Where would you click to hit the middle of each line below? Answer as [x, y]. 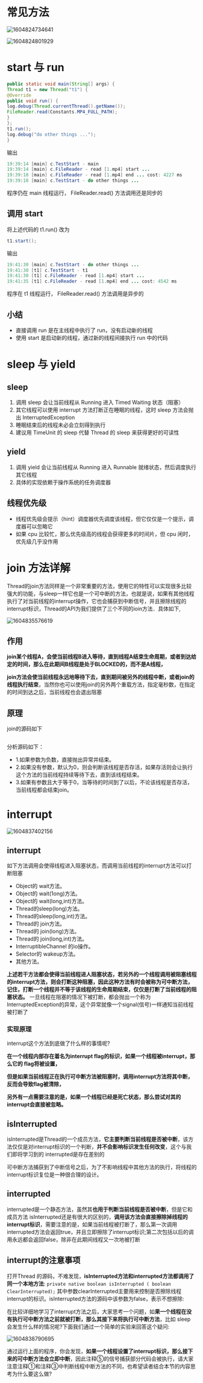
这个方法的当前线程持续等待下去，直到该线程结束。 [79, 775]
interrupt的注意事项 [44, 1260]
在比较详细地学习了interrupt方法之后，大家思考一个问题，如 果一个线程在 [97, 1311]
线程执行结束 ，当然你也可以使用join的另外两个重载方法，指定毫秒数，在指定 [101, 685]
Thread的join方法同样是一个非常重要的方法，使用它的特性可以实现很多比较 [99, 586]
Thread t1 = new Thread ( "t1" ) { [47, 89]
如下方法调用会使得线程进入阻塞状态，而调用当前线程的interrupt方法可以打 [99, 865]
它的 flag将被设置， [36, 1064]
